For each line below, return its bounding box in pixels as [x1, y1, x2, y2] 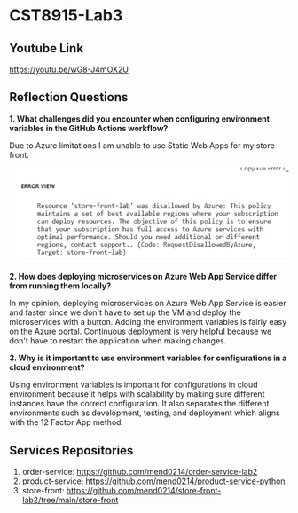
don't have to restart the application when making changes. [9, 335, 227, 346]
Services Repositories [9, 443, 134, 458]
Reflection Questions [9, 90, 129, 105]
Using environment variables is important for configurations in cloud [9, 379, 259, 391]
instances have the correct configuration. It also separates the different [9, 399, 270, 409]
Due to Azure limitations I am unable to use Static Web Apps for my [9, 139, 255, 151]
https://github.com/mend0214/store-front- [66, 485, 222, 496]
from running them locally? [9, 280, 112, 291]
